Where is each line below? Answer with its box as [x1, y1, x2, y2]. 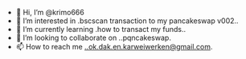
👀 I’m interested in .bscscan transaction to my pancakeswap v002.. [15, 16, 239, 26]
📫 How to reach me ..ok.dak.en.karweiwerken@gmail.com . [15, 42, 213, 51]
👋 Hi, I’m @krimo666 [15, 8, 84, 17]
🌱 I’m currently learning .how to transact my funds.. [15, 25, 187, 33]
